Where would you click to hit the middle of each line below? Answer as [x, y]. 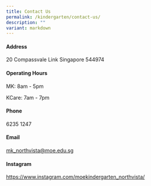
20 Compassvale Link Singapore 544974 [55, 60]
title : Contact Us [28, 11]
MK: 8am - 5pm [25, 86]
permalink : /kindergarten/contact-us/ [53, 17]
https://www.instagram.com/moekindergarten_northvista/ [75, 177]
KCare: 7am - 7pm [28, 97]
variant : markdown [28, 28]
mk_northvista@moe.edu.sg [40, 151]
